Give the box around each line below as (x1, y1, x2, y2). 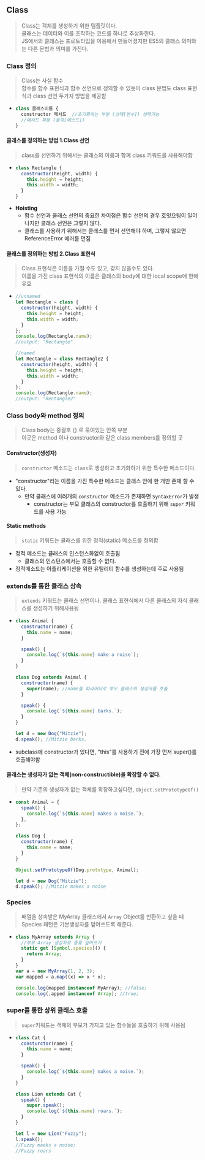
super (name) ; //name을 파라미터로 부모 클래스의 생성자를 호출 (26, 685, 168, 692)
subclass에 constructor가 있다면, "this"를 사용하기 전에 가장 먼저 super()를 (15, 748, 197, 755)
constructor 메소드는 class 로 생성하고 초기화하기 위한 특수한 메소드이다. (21, 464, 196, 471)
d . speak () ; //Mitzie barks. (15, 736, 87, 742)
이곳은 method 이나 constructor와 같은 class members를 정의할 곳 (21, 434, 184, 441)
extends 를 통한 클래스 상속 (6, 582, 82, 590)
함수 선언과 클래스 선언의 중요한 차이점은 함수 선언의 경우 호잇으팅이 (24, 212, 187, 219)
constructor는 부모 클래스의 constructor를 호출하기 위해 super (33, 500, 184, 508)
